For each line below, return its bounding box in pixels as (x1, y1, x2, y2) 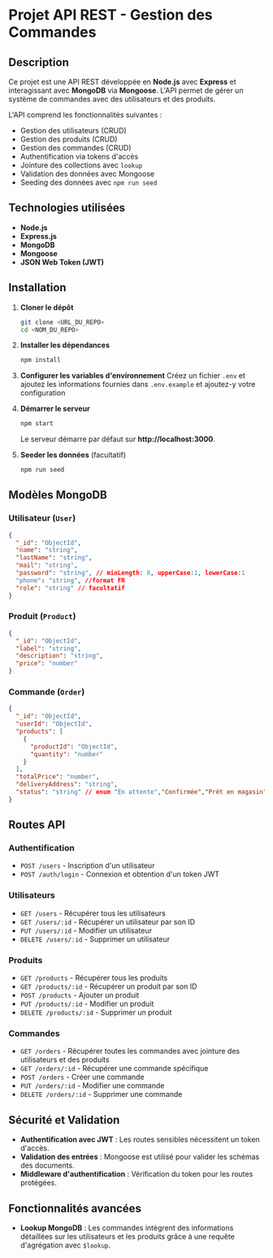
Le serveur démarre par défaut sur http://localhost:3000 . (19, 434, 215, 444)
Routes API (8, 818, 66, 832)
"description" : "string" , (15, 652, 104, 660)
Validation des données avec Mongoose (19, 169, 155, 178)
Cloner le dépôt (19, 303, 74, 312)
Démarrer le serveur (19, 404, 91, 414)
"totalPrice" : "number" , (15, 773, 100, 781)
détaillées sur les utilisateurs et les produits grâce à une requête (19, 1231, 236, 1241)
